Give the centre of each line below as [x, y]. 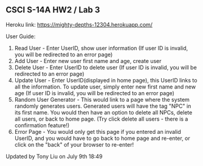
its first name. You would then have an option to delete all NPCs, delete [103, 112]
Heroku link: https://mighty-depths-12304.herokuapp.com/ [79, 24]
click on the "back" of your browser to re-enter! [74, 144]
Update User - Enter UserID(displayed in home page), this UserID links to [106, 80]
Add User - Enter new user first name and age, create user [88, 61]
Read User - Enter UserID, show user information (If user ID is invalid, [101, 48]
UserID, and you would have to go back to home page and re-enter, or [102, 138]
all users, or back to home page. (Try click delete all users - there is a [101, 119]
